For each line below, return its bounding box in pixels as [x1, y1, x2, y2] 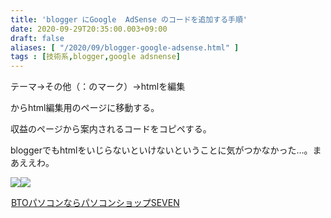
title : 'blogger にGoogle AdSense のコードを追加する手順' [10, 14, 248, 25]
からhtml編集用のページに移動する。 [10, 102, 160, 114]
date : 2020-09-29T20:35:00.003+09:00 [10, 24, 168, 34]
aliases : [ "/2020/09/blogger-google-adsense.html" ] [10, 42, 240, 53]
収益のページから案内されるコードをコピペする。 [10, 123, 212, 135]
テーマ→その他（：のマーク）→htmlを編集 [10, 81, 186, 93]
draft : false [10, 33, 65, 43]
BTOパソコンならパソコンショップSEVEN [11, 197, 180, 209]
